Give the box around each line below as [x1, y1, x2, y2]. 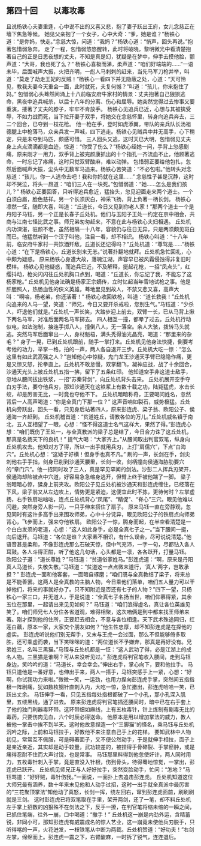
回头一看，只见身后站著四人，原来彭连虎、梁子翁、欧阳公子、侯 [37, 405, 195, 412]
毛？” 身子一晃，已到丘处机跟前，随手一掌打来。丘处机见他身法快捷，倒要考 [6, 338, 194, 345]
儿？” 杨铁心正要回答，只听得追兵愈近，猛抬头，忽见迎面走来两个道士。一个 [6, 188, 194, 195]
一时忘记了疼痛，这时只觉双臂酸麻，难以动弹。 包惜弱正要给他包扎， [16, 158, 186, 165]
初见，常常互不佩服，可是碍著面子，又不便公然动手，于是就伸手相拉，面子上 [6, 736, 195, 743]
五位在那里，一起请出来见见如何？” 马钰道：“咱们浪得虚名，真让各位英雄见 [6, 600, 191, 608]
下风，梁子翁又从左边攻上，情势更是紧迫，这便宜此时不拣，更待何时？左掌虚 [6, 488, 195, 495]
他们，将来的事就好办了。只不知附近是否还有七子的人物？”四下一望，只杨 [11, 585, 193, 593]
